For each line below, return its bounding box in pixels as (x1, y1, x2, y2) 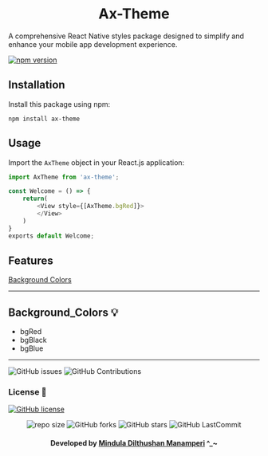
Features (8, 254, 53, 267)
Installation (8, 78, 65, 92)
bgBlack (19, 336, 48, 345)
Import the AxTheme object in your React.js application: (8, 157, 185, 167)
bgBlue (19, 344, 44, 353)
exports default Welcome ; (8, 232, 94, 240)
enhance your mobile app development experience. (8, 39, 178, 49)
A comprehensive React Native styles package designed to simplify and (8, 31, 245, 41)
